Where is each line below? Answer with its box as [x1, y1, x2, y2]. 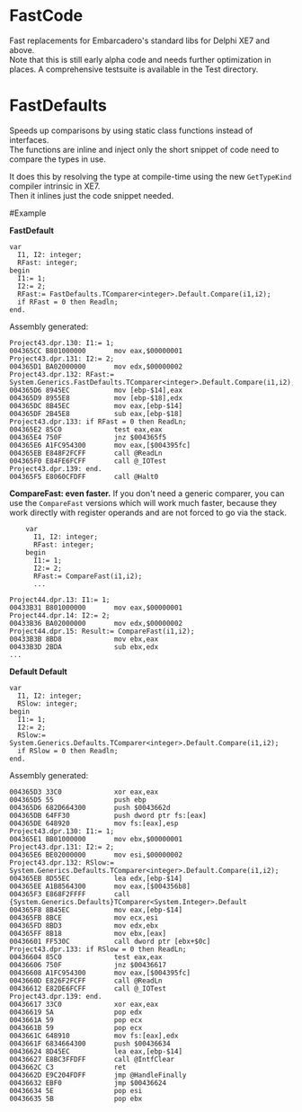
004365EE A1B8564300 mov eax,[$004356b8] [9, 882, 191, 891]
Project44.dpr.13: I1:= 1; [9, 595, 111, 604]
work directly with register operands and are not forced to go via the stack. [9, 507, 288, 518]
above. [9, 44, 35, 55]
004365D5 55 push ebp [9, 795, 147, 805]
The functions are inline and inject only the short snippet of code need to [9, 144, 280, 155]
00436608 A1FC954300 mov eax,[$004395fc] [9, 968, 191, 977]
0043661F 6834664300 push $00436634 [9, 1039, 171, 1048]
